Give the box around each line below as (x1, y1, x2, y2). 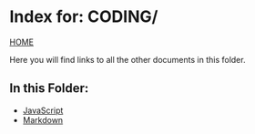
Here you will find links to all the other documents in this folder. (9, 54, 246, 65)
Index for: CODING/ (9, 6, 158, 27)
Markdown (22, 114, 64, 125)
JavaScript (22, 105, 64, 116)
